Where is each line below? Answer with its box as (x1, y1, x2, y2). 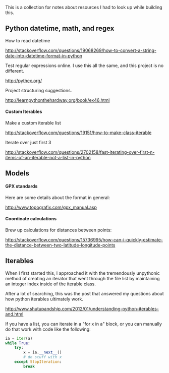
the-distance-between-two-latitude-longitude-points (5, 242, 116, 248)
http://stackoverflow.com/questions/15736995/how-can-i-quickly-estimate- (5, 236, 163, 242)
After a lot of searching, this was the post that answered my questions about (5, 290, 164, 296)
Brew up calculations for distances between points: (5, 227, 112, 233)
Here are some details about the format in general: (5, 194, 110, 201)
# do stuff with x (23, 355, 62, 360)
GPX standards (5, 183, 38, 189)
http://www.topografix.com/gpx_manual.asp (5, 204, 97, 210)
